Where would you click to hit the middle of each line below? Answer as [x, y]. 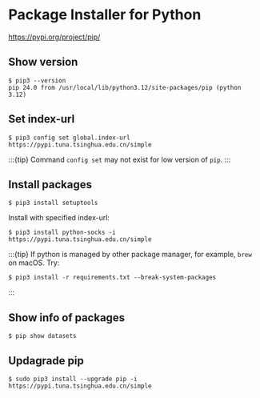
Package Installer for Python [105, 15]
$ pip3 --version [37, 80]
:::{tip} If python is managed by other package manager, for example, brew [130, 255]
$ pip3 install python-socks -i [62, 233]
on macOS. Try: [34, 263]
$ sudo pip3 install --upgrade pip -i [73, 379]
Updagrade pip [46, 361]
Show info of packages [67, 318]
